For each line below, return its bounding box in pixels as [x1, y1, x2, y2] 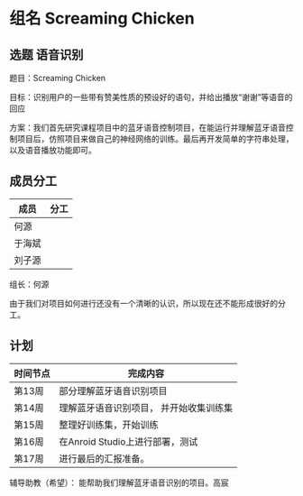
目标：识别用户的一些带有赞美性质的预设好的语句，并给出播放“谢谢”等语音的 [9, 92, 293, 102]
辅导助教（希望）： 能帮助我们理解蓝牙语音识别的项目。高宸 [9, 477, 229, 488]
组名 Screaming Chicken [9, 8, 196, 29]
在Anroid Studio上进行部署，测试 [59, 435, 198, 447]
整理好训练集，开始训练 [59, 418, 160, 431]
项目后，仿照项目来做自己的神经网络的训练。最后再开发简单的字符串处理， [16, 133, 294, 144]
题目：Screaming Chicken [9, 73, 106, 83]
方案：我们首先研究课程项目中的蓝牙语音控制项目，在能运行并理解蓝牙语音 [9, 123, 286, 133]
